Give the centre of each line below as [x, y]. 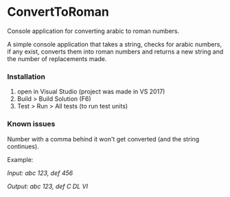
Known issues [31, 124]
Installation [26, 76]
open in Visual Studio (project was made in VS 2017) [91, 92]
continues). [23, 146]
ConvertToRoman [58, 12]
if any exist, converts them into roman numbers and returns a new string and [115, 51]
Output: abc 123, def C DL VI [47, 186]
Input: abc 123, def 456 [40, 173]
